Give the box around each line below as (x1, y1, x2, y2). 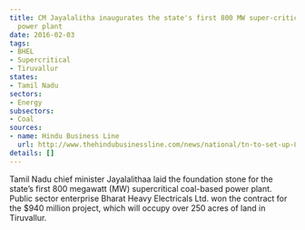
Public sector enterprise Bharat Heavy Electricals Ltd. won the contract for (9, 193, 288, 204)
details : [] (9, 148, 54, 157)
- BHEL (9, 47, 34, 56)
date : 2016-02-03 (9, 30, 75, 39)
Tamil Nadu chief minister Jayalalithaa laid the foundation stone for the (9, 174, 274, 185)
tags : (9, 38, 30, 48)
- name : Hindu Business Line (9, 132, 120, 141)
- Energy (9, 97, 43, 107)
